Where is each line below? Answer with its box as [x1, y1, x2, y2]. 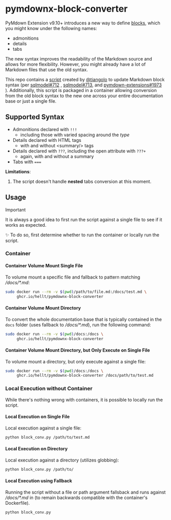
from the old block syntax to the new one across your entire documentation [5, 93, 163, 99]
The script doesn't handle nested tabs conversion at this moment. [12, 178, 152, 185]
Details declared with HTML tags [12, 137, 81, 143]
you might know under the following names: [5, 25, 97, 31]
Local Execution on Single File [5, 414, 70, 420]
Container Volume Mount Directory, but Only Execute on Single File [5, 347, 150, 353]
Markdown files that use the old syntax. [5, 67, 88, 73]
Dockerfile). [5, 500, 30, 506]
